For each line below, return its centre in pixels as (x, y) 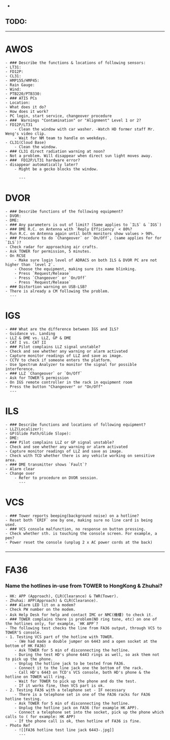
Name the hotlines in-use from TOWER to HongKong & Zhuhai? (84, 586)
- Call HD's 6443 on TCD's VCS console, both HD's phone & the (82, 672)
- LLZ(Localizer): (25, 429)
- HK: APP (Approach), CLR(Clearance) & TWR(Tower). (62, 596)
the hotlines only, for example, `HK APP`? (52, 624)
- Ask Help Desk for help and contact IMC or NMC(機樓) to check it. (79, 615)
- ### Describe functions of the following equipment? (64, 211)
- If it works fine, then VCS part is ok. (60, 686)
